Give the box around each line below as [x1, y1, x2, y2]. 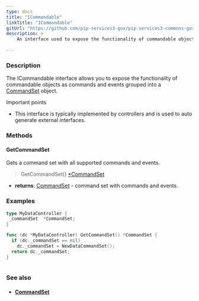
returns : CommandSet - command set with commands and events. [14, 182, 179, 190]
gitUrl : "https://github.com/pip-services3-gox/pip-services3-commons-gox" [6, 25, 197, 31]
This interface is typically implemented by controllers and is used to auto [14, 110, 192, 117]
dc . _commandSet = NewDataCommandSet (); [17, 243, 115, 249]
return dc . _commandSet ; [11, 248, 70, 255]
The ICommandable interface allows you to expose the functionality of [6, 75, 178, 82]
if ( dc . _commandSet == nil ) [11, 238, 81, 244]
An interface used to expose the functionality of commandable [17, 36, 176, 42]
